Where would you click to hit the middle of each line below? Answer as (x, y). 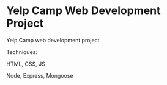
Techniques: (22, 52)
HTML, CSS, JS (26, 64)
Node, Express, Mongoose (40, 75)
